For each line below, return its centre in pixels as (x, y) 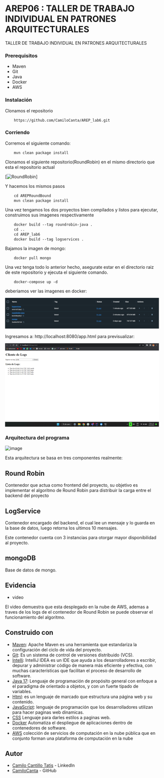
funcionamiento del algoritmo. (35, 617)
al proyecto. (17, 543)
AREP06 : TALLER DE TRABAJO (70, 9)
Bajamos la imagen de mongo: (35, 248)
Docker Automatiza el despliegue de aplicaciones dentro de (72, 723)
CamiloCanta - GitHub (34, 771)
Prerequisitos (21, 55)
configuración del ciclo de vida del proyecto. (57, 649)
